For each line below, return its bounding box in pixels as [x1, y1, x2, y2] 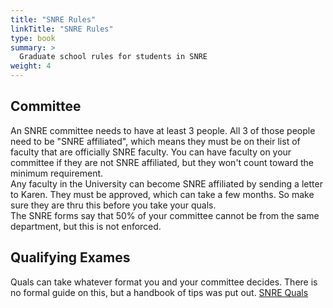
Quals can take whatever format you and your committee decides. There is [10, 276, 318, 288]
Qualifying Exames [10, 249, 131, 266]
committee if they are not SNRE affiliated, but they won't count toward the [10, 156, 315, 168]
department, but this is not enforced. [10, 220, 162, 232]
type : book [10, 33, 56, 43]
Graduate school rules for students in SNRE [19, 52, 208, 62]
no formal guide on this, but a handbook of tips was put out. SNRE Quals [10, 286, 309, 298]
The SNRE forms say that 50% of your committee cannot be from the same [10, 209, 320, 221]
